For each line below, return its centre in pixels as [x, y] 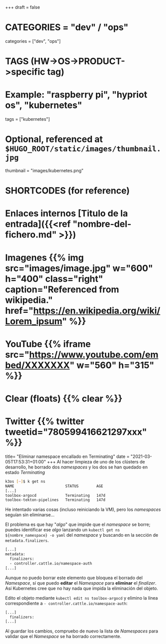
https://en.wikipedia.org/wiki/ [97, 311]
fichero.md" [31, 235]
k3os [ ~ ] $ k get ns [25, 481]
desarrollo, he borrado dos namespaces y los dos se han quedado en [77, 467]
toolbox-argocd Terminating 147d [55, 495]
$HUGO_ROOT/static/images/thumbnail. [83, 149]
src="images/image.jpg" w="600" [79, 268]
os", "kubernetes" [44, 106]
